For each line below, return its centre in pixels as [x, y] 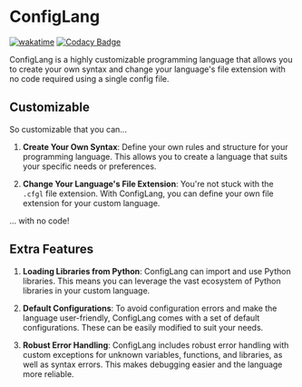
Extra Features [52, 249]
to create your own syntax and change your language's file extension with [147, 69]
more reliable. [48, 373]
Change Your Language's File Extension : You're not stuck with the [148, 184]
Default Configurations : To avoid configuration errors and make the [150, 308]
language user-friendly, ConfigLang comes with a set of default [141, 318]
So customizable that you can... [68, 129]
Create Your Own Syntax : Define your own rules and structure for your [155, 146]
